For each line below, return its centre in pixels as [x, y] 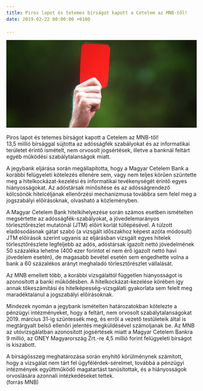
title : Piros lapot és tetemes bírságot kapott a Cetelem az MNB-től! [97, 13]
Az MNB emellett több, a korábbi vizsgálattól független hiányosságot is [94, 275]
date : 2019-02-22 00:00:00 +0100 [48, 19]
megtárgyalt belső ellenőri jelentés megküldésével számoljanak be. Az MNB [101, 325]
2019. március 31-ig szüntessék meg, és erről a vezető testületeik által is [96, 319]
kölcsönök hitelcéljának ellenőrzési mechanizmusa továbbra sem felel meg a [101, 194]
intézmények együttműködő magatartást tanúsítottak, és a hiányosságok [97, 369]
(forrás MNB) [23, 382]
